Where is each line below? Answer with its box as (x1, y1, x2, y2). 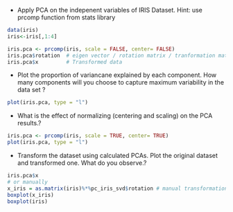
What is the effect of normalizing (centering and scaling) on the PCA (17, 112, 213, 120)
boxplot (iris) (7, 197, 49, 205)
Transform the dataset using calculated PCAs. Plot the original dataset (17, 152, 218, 159)
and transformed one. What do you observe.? (17, 159, 147, 167)
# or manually (7, 178, 49, 186)
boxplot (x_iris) (7, 191, 54, 198)
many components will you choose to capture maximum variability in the (17, 78, 224, 87)
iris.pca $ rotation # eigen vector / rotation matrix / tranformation (7, 52, 216, 59)
